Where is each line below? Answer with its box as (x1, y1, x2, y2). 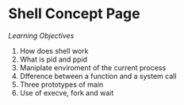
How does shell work (19, 46, 89, 55)
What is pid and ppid (19, 54, 88, 64)
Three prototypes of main (19, 80, 104, 89)
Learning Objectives (8, 31, 75, 40)
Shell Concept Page (8, 5, 140, 23)
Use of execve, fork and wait (19, 88, 114, 97)
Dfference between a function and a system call (19, 71, 177, 81)
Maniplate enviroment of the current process (19, 62, 167, 72)
